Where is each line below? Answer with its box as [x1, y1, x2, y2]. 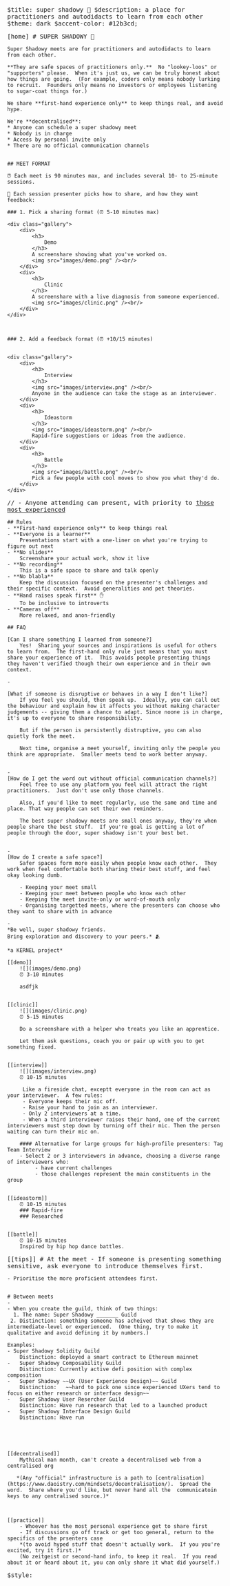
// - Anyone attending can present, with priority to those [7, 499, 215, 506]
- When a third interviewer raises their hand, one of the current [22, 1116, 220, 1123]
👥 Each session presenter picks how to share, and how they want [7, 191, 198, 198]
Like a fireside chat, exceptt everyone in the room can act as [22, 1086, 211, 1093]
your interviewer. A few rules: [7, 1092, 103, 1099]
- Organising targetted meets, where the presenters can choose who [19, 902, 220, 909]
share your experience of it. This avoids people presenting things [7, 654, 211, 661]
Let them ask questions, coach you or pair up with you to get [19, 1038, 205, 1044]
